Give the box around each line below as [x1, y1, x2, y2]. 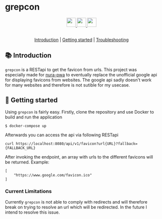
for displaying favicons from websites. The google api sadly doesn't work [5, 77, 152, 83]
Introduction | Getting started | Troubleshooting [34, 37, 129, 43]
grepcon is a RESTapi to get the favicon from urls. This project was [5, 67, 137, 73]
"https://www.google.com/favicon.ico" [14, 173, 92, 177]
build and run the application [5, 114, 62, 120]
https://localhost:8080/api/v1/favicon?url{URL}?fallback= [16, 141, 138, 146]
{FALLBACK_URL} [5, 146, 36, 150]
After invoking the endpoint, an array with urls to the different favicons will [5, 154, 153, 160]
